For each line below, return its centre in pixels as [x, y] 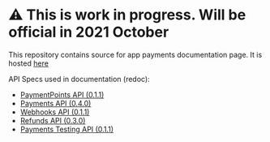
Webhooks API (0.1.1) [55, 112]
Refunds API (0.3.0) [53, 120]
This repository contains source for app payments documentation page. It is [135, 54]
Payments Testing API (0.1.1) [67, 129]
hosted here [28, 63]
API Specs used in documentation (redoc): [79, 79]
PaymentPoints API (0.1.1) [62, 94]
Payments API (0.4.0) [56, 103]
